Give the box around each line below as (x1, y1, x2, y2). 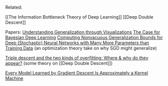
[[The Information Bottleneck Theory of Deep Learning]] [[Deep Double (5, 14, 154, 20)
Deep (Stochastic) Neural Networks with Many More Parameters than (5, 40, 150, 46)
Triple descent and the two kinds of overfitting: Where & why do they (5, 55, 149, 61)
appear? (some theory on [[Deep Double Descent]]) (5, 60, 113, 66)
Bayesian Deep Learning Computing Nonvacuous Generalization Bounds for (5, 35, 163, 40)
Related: (5, 5, 23, 10)
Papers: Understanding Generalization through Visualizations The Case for (5, 29, 160, 35)
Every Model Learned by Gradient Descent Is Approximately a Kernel (5, 70, 148, 76)
